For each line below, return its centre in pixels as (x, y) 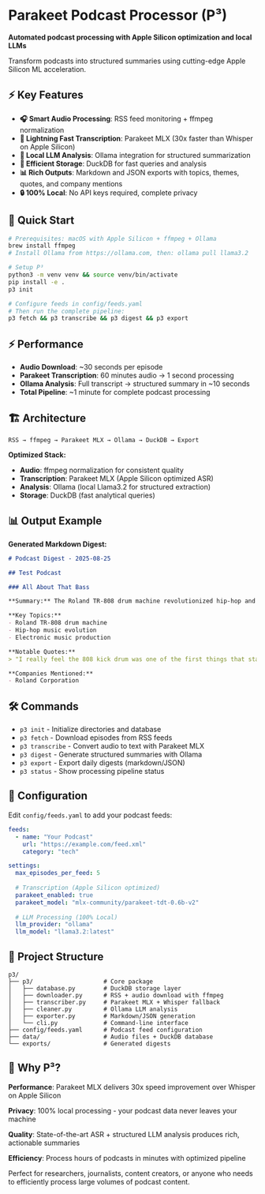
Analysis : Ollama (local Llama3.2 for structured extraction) (115, 486)
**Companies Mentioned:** (50, 674)
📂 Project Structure (56, 957)
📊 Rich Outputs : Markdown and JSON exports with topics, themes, (129, 172)
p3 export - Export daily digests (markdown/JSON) (102, 763)
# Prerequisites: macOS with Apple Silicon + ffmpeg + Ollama (112, 238)
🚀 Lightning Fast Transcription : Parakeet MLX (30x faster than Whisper (136, 138)
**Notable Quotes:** (42, 651)
